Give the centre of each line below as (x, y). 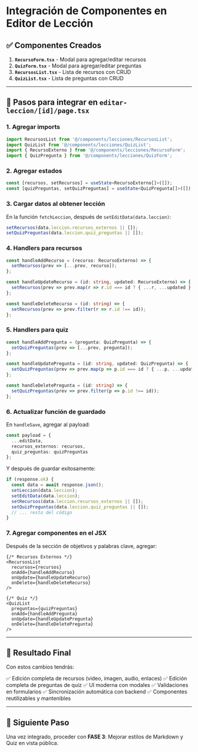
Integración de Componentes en (87, 11)
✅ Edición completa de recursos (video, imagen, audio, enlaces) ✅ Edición (97, 679)
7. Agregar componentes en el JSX (57, 533)
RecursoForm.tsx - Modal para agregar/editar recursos (80, 59)
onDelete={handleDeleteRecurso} (51, 583)
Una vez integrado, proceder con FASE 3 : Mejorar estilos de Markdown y (95, 737)
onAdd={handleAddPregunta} (44, 614)
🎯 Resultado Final (39, 652)
